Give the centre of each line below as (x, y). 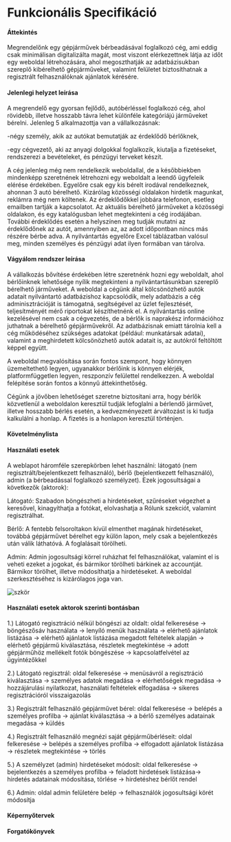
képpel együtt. (27, 348)
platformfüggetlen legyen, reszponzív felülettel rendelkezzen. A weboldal (111, 375)
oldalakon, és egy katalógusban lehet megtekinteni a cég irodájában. (104, 214)
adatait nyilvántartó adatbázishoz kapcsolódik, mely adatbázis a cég (104, 296)
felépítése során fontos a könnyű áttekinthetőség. (77, 383)
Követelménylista (33, 434)
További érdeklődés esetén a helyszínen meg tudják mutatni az (96, 221)
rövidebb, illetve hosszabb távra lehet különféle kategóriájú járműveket (108, 115)
